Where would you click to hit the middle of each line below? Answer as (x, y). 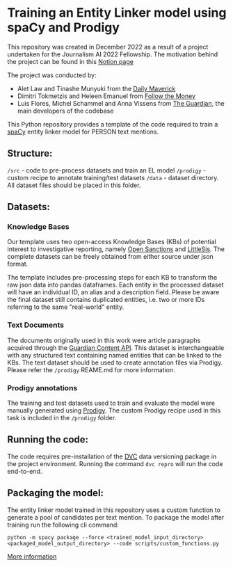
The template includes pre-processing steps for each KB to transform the (112, 278)
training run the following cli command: (63, 525)
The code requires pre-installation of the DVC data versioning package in (112, 456)
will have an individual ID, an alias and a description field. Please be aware (113, 292)
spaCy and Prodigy (64, 27)
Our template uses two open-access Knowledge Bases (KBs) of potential (112, 242)
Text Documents (36, 325)
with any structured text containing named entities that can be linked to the (115, 355)
